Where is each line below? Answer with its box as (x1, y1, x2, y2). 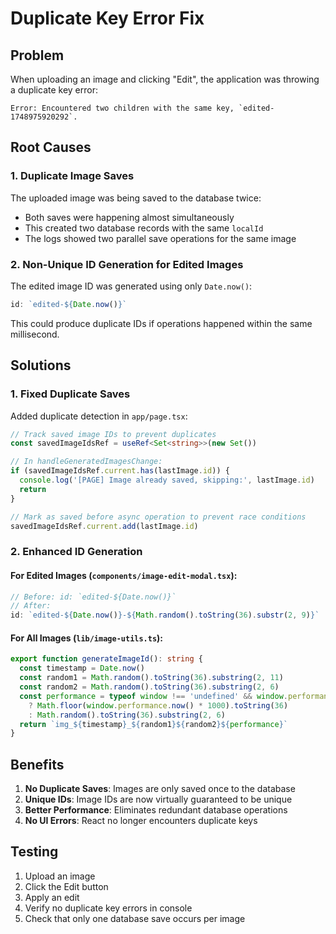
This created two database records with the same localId (24, 222, 264, 234)
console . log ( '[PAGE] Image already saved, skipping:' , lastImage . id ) (19, 475, 315, 486)
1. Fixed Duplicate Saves (10, 387, 131, 401)
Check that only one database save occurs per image (24, 912, 246, 924)
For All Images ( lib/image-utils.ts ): (10, 632, 164, 644)
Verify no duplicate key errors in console (24, 902, 193, 914)
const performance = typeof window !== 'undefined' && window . (19, 691, 289, 701)
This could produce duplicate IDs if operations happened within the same (10, 317, 313, 329)
